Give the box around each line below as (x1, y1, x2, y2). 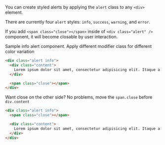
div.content (5, 100, 30, 105)
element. (5, 9, 23, 15)
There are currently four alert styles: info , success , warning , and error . (5, 19, 151, 25)
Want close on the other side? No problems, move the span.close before (5, 94, 153, 100)
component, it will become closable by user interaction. (5, 34, 118, 39)
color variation (5, 49, 35, 54)
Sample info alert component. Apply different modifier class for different (5, 43, 152, 49)
